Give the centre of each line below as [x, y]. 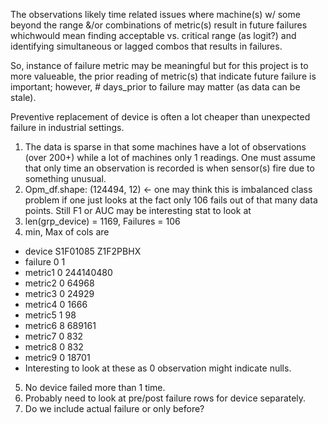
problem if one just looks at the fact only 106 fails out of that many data [171, 200]
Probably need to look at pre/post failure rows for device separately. [165, 398]
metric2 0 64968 [59, 283]
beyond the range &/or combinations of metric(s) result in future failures [159, 25]
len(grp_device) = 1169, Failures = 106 [102, 221]
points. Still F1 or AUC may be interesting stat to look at [138, 210]
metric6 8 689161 [60, 325]
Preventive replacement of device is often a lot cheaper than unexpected [160, 117]
